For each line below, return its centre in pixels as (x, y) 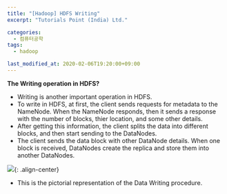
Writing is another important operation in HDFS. (85, 96)
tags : (15, 45)
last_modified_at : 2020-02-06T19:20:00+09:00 (73, 64)
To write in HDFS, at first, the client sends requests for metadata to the (118, 104)
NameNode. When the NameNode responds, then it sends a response (116, 111)
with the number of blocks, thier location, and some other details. (110, 118)
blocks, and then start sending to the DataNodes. (87, 133)
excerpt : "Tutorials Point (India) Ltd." (68, 20)
